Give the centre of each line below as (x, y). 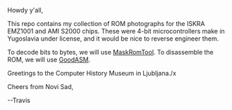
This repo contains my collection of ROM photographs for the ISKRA (106, 23)
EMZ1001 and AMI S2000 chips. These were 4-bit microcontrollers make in (116, 31)
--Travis (19, 100)
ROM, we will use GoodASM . (49, 60)
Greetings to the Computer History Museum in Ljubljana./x (92, 73)
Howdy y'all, (25, 10)
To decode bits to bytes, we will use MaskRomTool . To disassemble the (110, 52)
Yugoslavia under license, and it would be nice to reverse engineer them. (113, 39)
